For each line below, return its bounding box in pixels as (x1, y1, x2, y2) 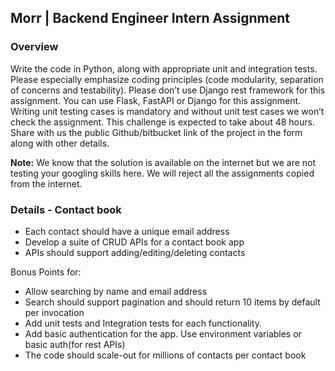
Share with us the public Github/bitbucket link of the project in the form (10, 126, 303, 138)
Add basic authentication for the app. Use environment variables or (24, 327, 302, 340)
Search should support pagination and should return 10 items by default (24, 296, 321, 308)
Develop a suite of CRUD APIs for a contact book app (24, 236, 245, 248)
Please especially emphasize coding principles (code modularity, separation (10, 73, 324, 85)
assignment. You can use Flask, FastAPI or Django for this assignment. (10, 94, 302, 106)
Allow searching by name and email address (24, 285, 208, 297)
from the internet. (10, 177, 83, 190)
